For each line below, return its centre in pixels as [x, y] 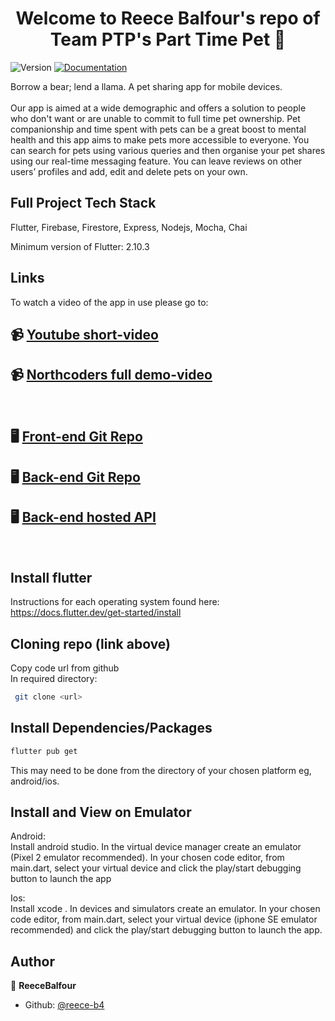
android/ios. [35, 781]
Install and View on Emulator [101, 812]
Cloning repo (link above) [91, 643]
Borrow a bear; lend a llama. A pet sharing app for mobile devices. [146, 86]
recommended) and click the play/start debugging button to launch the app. [166, 930]
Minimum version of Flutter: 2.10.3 [80, 246]
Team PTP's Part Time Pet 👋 [168, 39]
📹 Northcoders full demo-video [111, 375]
